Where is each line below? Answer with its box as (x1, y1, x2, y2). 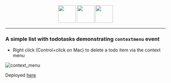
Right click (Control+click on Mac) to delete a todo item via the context (12, 47, 161, 53)
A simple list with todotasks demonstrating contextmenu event (5, 35, 160, 42)
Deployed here (5, 72, 37, 78)
